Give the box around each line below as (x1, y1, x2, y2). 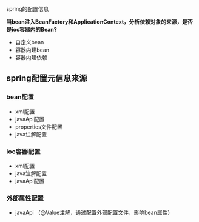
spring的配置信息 (6, 5, 49, 12)
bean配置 (6, 93, 35, 101)
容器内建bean (15, 46, 50, 53)
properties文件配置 (15, 123, 62, 130)
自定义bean (15, 39, 44, 45)
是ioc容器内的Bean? (6, 26, 58, 33)
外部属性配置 (6, 193, 44, 202)
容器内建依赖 (15, 54, 47, 61)
